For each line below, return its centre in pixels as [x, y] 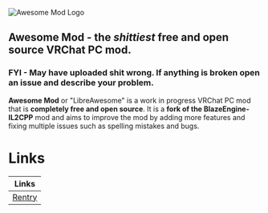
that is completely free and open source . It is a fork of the [106, 109]
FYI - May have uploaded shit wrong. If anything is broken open [134, 73]
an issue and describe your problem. [81, 82]
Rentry [25, 197]
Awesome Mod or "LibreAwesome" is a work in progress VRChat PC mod [130, 100]
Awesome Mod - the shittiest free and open [119, 37]
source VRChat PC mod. [70, 50]
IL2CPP [21, 117]
